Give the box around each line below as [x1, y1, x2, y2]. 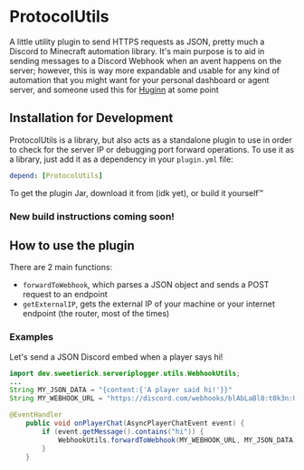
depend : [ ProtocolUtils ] [9, 171, 103, 180]
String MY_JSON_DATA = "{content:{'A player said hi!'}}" [9, 386, 233, 395]
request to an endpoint [22, 289, 108, 300]
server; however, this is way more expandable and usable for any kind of [9, 65, 280, 76]
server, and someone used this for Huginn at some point [9, 84, 219, 95]
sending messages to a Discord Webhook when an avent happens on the [9, 55, 282, 66]
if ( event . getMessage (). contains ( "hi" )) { [42, 427, 204, 436]
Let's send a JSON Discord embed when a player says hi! [9, 351, 223, 362]
